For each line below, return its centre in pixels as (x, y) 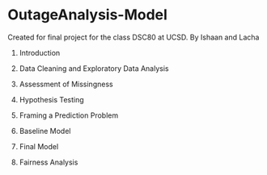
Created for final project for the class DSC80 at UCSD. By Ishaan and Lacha (133, 37)
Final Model (39, 146)
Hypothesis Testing (51, 99)
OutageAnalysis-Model (87, 15)
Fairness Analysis (49, 162)
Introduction (40, 52)
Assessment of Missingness (66, 84)
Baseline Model (45, 131)
